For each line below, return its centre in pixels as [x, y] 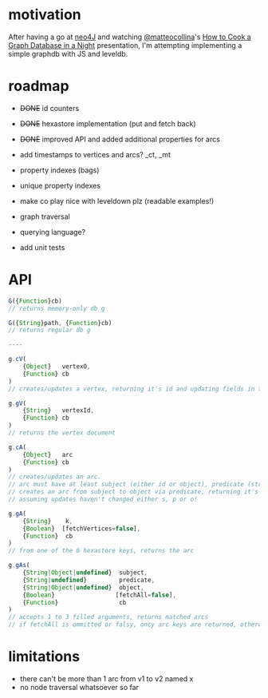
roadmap [39, 86]
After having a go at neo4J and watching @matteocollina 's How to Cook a [130, 37]
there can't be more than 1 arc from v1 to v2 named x [106, 679]
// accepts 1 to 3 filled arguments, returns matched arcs [108, 617]
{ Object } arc [48, 454]
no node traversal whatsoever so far [79, 687]
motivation [45, 15]
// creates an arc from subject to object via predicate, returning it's [134, 492]
